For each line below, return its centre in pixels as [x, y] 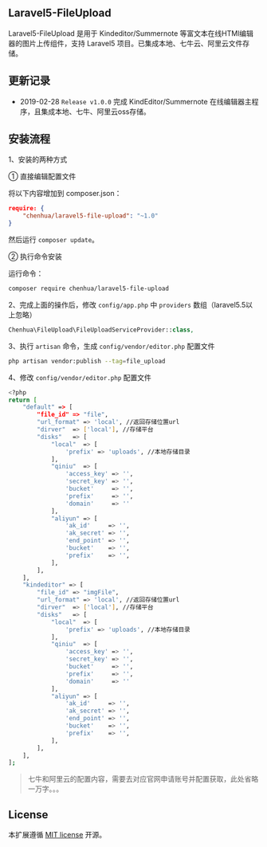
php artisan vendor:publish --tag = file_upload [87, 361]
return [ [23, 400]
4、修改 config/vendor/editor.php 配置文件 [80, 377]
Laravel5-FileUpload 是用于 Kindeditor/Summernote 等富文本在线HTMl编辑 [131, 33]
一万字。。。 [45, 789]
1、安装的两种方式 [38, 159]
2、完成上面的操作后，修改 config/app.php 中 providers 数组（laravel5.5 [127, 304]
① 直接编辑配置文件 [42, 176]
